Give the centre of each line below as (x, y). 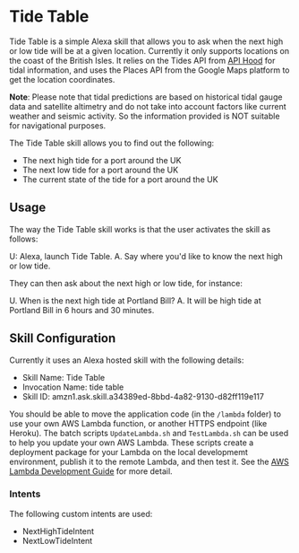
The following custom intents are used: (81, 513)
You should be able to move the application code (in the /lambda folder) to (145, 414)
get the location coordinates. (62, 79)
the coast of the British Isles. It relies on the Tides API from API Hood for (142, 60)
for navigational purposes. (58, 125)
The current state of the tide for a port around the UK (120, 179)
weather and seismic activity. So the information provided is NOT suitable (145, 116)
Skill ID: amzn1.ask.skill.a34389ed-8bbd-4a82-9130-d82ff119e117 (143, 396)
